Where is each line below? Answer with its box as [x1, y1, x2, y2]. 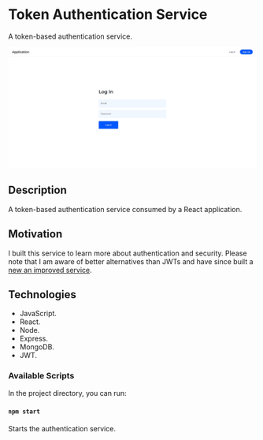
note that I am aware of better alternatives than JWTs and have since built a [8, 256, 254, 266]
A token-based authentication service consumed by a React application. [8, 204, 243, 214]
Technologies [8, 288, 77, 301]
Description [8, 184, 67, 197]
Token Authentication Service [8, 6, 208, 24]
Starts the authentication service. [8, 423, 117, 433]
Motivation [8, 227, 63, 241]
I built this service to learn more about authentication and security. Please [8, 248, 247, 258]
